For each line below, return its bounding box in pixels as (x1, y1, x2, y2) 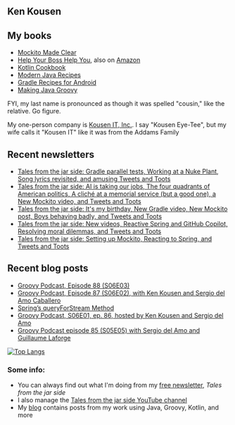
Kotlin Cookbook (17, 63, 66, 72)
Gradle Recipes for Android (17, 78, 97, 87)
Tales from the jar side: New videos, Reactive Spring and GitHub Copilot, (17, 220, 228, 228)
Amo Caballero (17, 296, 61, 304)
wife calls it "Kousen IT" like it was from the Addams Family (7, 128, 179, 137)
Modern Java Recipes (17, 70, 81, 80)
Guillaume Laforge (17, 333, 71, 342)
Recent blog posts (7, 262, 89, 274)
